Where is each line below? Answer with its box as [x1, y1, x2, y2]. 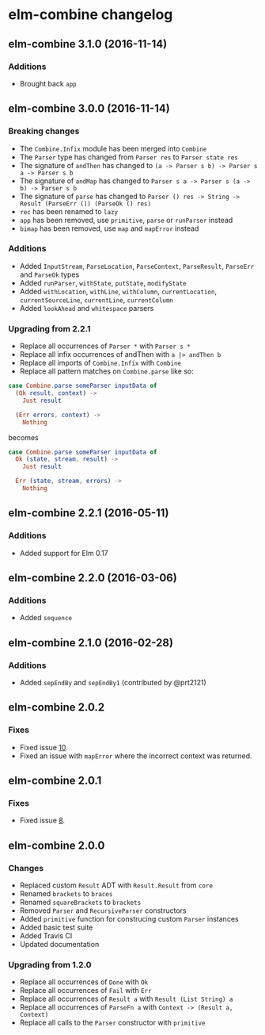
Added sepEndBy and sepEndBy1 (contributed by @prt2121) [19, 677, 207, 687]
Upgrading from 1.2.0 [8, 959, 93, 970]
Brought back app [19, 79, 77, 88]
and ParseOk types [19, 270, 80, 279]
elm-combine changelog [8, 6, 173, 24]
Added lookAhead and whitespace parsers [19, 303, 154, 312]
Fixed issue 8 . [19, 815, 66, 826]
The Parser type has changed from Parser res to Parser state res [19, 152, 239, 162]
